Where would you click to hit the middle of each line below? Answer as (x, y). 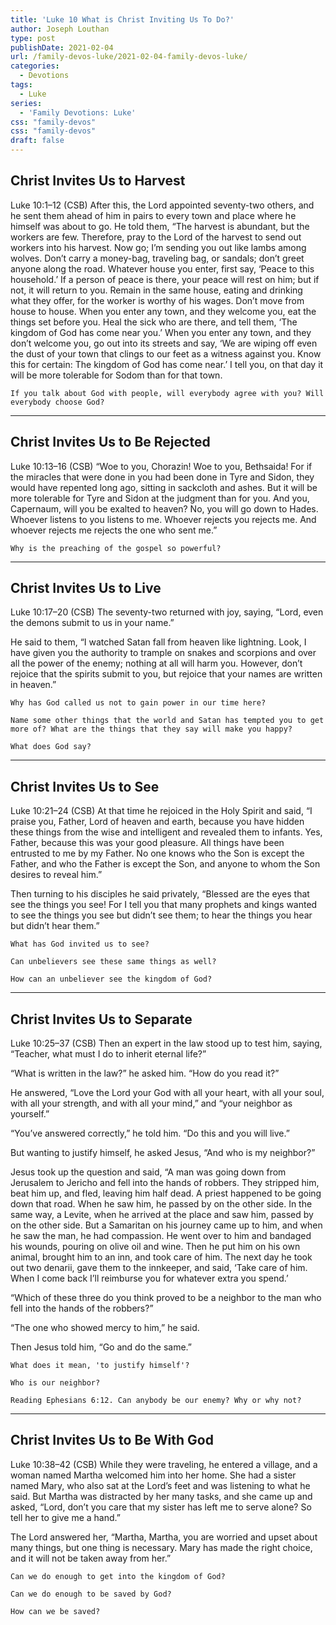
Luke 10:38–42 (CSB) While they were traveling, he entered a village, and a (164, 1464)
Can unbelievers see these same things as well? (113, 962)
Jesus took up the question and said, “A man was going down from (148, 1172)
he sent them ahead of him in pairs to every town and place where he (153, 215)
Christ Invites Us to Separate (101, 1019)
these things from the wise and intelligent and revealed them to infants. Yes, (166, 832)
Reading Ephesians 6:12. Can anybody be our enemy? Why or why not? (156, 1401)
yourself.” (30, 1114)
